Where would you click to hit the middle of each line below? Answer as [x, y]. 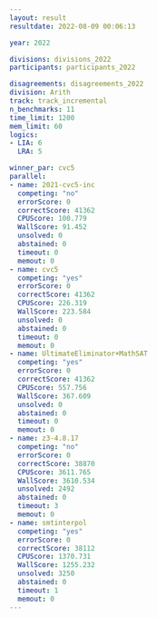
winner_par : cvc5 [42, 168]
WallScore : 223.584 [54, 312]
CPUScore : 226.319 [53, 304]
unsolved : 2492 [46, 489]
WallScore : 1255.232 [56, 565]
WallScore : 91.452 [53, 227]
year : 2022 [30, 43]
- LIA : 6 [26, 143]
